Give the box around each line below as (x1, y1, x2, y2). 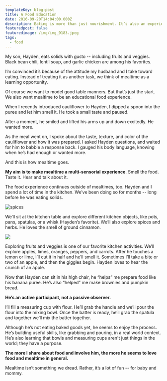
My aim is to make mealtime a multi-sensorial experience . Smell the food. (5, 169, 159, 175)
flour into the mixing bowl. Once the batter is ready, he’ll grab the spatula (5, 309, 155, 315)
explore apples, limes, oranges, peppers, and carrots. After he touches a (5, 248, 154, 254)
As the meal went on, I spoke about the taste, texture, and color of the (5, 133, 148, 140)
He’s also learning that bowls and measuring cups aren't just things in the (5, 335, 155, 341)
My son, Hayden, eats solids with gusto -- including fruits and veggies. (5, 53, 150, 59)
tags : (5, 35, 16, 40)
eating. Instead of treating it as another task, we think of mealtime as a (5, 73, 150, 80)
